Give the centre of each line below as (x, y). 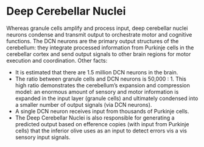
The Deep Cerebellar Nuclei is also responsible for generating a (95, 118)
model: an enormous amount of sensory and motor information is (97, 91)
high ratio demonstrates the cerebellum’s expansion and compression (103, 85)
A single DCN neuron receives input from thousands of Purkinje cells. (102, 111)
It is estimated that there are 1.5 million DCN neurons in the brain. (97, 72)
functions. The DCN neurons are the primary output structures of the (93, 41)
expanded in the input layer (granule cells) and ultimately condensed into (107, 98)
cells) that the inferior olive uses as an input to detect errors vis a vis (101, 131)
